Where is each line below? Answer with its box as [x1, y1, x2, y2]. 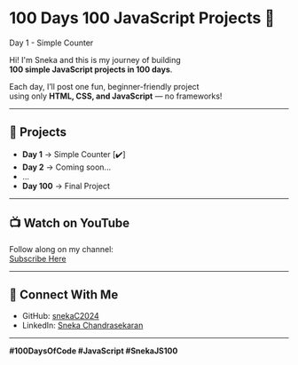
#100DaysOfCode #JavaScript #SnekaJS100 [9, 345, 178, 356]
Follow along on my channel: [9, 243, 114, 254]
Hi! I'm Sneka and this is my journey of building [9, 54, 182, 65]
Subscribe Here [9, 253, 67, 264]
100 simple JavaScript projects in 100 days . [9, 64, 173, 75]
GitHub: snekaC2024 [21, 311, 99, 321]
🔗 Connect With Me [9, 287, 119, 302]
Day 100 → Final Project [21, 180, 111, 191]
